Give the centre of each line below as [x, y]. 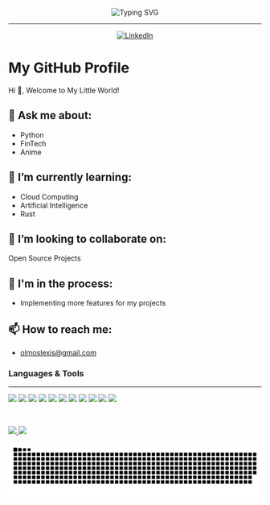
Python [32, 135]
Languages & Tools [46, 373]
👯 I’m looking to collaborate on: [88, 238]
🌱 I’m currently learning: [70, 177]
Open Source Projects [45, 258]
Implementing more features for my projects [93, 303]
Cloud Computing [49, 196]
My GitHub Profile [69, 68]
